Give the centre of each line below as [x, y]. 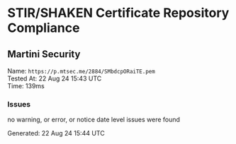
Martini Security [44, 54]
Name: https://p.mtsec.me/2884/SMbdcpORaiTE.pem [82, 71]
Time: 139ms [26, 86]
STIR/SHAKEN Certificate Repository [118, 13]
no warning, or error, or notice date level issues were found [94, 120]
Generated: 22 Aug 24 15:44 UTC [56, 133]
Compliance [44, 28]
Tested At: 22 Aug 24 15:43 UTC [55, 78]
